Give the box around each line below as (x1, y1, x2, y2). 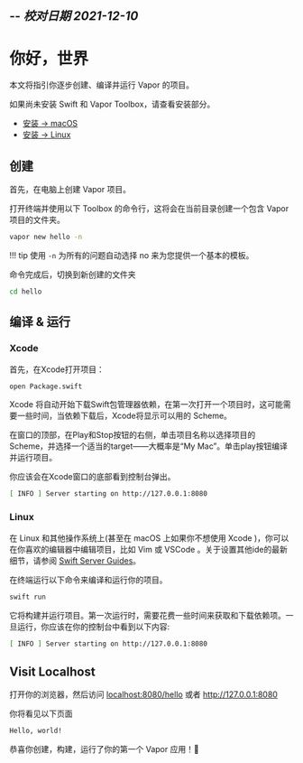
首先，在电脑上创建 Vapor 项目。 (9, 184, 131, 195)
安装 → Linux (22, 129, 71, 140)
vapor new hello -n (9, 233, 83, 242)
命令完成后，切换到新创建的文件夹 (9, 269, 136, 280)
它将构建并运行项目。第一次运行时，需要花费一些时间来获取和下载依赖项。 (9, 609, 286, 620)
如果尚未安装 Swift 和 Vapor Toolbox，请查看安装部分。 (9, 98, 216, 110)
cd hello (9, 287, 42, 296)
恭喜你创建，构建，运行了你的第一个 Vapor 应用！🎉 (9, 744, 200, 755)
